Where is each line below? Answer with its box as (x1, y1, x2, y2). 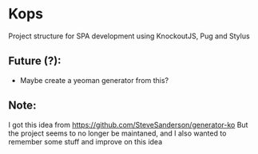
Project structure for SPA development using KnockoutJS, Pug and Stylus (8, 31, 250, 41)
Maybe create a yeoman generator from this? (19, 75, 169, 85)
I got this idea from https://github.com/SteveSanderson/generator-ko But (8, 120, 248, 129)
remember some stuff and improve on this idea (8, 136, 163, 146)
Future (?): (8, 54, 62, 68)
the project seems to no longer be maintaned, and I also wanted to (8, 128, 227, 138)
